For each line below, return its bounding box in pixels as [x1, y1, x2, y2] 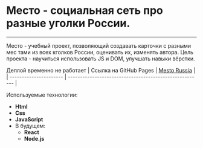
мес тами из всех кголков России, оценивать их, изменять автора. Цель [6, 48, 194, 56]
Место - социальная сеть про [6, 4, 163, 18]
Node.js [24, 135, 45, 142]
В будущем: [14, 122, 46, 129]
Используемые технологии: [6, 91, 78, 98]
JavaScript [14, 115, 43, 123]
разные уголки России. [6, 16, 130, 30]
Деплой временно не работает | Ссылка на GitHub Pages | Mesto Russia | [6, 66, 196, 74]
